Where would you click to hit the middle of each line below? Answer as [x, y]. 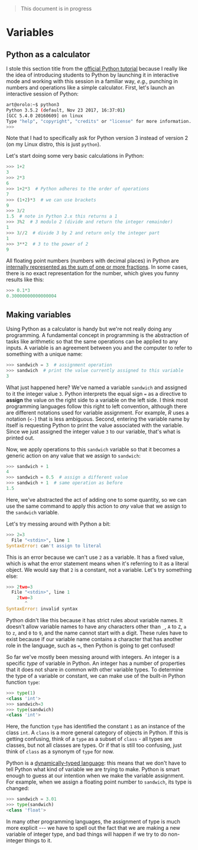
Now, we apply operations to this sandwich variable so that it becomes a [93, 449]
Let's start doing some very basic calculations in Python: [75, 156]
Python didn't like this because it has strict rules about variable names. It [95, 620]
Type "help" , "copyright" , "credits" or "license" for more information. [99, 121]
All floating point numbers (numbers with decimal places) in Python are [92, 261]
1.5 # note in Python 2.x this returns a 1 [62, 217]
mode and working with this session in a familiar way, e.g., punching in [92, 81]
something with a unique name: [44, 354]
